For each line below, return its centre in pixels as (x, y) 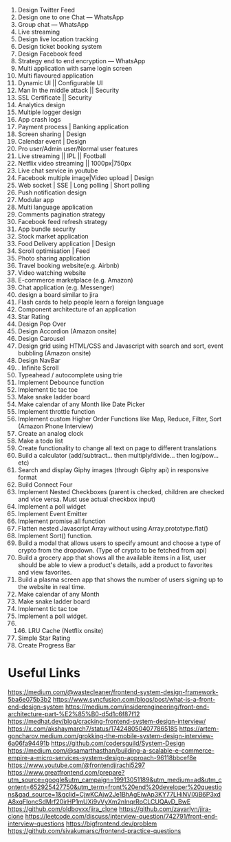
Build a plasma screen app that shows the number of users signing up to (120, 579)
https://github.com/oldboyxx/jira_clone (63, 809)
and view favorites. (45, 572)
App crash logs (39, 119)
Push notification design (52, 192)
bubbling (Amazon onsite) (54, 353)
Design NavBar (39, 361)
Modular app (36, 200)
